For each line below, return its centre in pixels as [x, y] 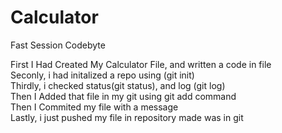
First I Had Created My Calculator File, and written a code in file [141, 64]
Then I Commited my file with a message [94, 107]
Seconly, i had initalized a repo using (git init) [102, 75]
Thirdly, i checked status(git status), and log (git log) [118, 85]
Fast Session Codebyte [58, 45]
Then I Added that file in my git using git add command [123, 96]
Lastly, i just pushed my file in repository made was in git [127, 117]
